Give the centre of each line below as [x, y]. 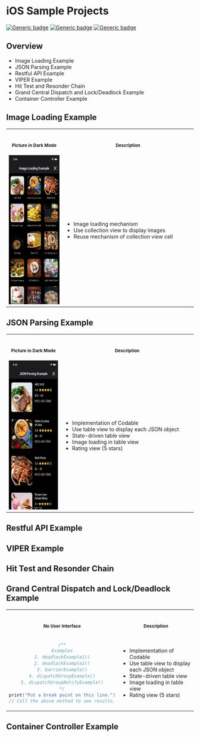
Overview [25, 46]
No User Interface [62, 626]
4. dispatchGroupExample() [62, 676]
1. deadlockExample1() [62, 657]
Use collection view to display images [119, 230]
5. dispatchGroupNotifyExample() [62, 682]
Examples [62, 651]
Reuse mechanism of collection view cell [123, 237]
